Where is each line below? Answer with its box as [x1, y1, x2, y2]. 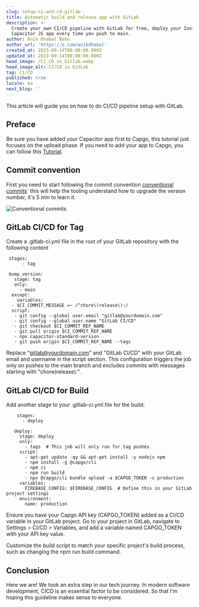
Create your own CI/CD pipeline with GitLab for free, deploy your [11, 25, 182, 31]
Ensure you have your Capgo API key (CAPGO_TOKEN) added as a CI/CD [6, 511, 185, 519]
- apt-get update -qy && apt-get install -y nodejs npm [24, 454, 166, 460]
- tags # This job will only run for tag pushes [24, 444, 150, 450]
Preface [6, 119, 36, 129]
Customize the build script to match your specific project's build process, [6, 542, 185, 549]
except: [11, 292, 31, 298]
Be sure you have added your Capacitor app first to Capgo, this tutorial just [6, 135, 190, 143]
